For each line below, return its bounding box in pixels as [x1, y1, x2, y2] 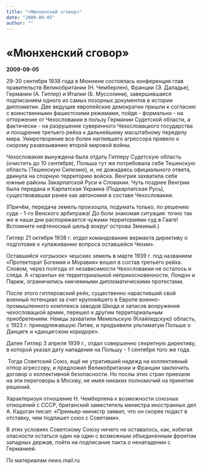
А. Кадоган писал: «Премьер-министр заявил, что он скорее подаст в [6, 408, 188, 415]
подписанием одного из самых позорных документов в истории [6, 97, 173, 104]
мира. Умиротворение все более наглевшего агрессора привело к [6, 135, 180, 142]
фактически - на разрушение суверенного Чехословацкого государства [6, 122, 193, 130]
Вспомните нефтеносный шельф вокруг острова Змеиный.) [6, 222, 160, 230]
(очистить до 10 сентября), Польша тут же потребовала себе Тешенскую [6, 160, 196, 167]
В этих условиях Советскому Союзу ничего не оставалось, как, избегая [6, 426, 193, 433]
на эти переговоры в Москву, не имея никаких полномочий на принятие [6, 377, 194, 384]
